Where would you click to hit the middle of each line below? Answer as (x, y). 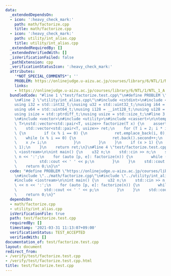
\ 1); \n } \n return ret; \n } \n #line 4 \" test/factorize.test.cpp (91, 147)
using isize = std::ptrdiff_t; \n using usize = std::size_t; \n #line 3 (90, 114)
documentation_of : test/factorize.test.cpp (52, 242)
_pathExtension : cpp (32, 62)
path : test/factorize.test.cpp (43, 218)
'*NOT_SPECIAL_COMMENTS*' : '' (47, 76)
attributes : (23, 72)
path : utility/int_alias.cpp (45, 39)
